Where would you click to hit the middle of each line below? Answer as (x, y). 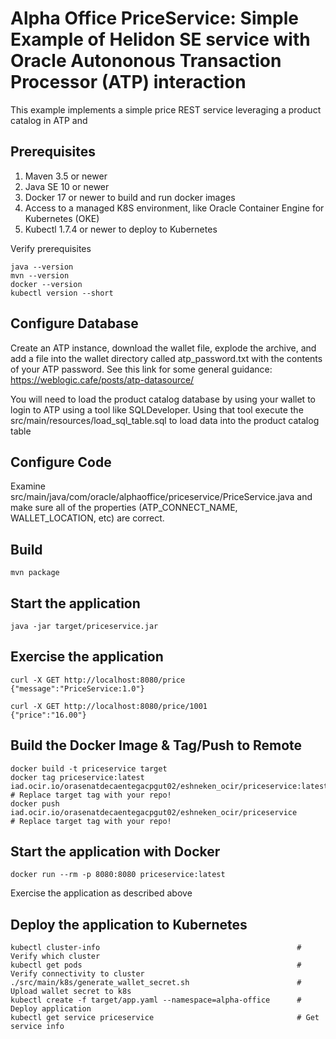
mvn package (35, 573)
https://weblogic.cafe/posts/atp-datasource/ (102, 379)
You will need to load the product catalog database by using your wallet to (163, 399)
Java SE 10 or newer (67, 186)
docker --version (46, 284)
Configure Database (74, 323)
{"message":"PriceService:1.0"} (77, 688)
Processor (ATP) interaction (128, 82)
